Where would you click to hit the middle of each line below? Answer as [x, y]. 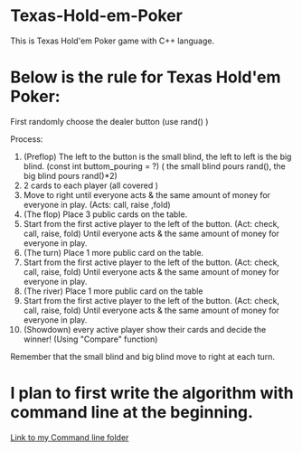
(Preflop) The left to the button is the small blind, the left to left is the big [157, 156]
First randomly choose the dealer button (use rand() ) [109, 121]
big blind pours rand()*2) [71, 175]
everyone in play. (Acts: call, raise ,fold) [97, 204]
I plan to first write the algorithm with [152, 393]
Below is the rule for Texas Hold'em [146, 77]
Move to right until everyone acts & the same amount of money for [146, 194]
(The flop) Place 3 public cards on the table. [105, 214]
